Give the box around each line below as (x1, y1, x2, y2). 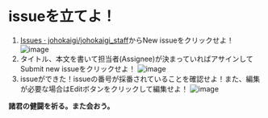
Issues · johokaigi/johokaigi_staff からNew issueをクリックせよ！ (19, 35, 234, 45)
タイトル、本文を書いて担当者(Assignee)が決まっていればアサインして (19, 54, 253, 63)
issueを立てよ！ (8, 7, 117, 26)
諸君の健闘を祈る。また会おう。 (8, 101, 115, 111)
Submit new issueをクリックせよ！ (19, 63, 136, 73)
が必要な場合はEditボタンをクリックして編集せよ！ (19, 83, 189, 93)
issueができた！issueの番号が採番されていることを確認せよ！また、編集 (19, 74, 261, 83)
